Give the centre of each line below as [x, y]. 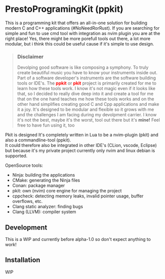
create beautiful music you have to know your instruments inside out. [87, 73]
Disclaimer [30, 56]
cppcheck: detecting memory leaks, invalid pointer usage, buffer [78, 196]
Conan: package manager [38, 186]
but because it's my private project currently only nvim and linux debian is [80, 151]
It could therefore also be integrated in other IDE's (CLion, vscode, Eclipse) [81, 145]
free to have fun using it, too [46, 125]
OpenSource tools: [24, 165]
